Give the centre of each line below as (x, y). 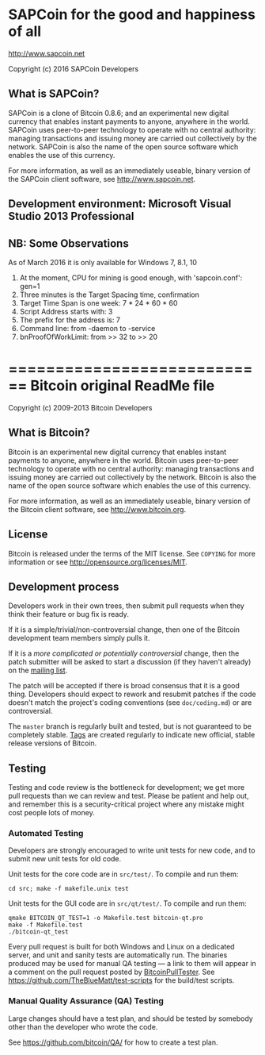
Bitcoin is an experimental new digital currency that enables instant (117, 452)
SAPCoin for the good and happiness (132, 15)
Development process (64, 586)
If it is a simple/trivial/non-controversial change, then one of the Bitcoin (124, 630)
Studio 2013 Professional (71, 216)
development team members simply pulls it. (79, 638)
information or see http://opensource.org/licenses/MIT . (98, 562)
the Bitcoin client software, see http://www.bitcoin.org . (97, 509)
